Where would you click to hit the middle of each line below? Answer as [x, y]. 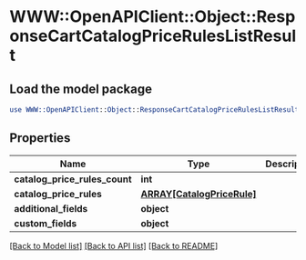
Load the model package [81, 89]
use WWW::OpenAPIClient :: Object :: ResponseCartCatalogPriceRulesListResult [154, 110]
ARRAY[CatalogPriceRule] [199, 194]
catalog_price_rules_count [73, 179]
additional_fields [51, 208]
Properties [40, 138]
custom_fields [46, 223]
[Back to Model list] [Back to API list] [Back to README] [114, 245]
